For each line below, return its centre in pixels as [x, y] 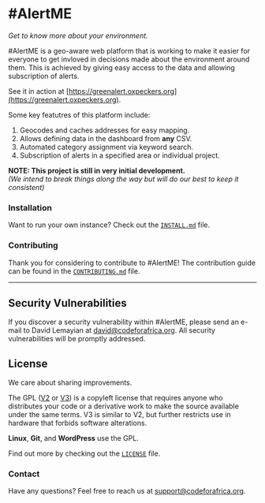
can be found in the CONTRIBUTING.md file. [74, 271]
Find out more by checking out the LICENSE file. [84, 453]
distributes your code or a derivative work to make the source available [123, 406]
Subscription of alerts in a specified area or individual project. [119, 155]
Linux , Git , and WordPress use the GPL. [74, 438]
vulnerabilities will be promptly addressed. [77, 339]
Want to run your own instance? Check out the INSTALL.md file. [109, 225]
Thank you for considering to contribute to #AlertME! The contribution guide [132, 263]
